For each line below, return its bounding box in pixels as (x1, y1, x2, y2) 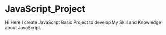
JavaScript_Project (5, 3, 86, 15)
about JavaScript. (5, 24, 41, 30)
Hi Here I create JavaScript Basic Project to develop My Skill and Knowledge (5, 19, 161, 25)
